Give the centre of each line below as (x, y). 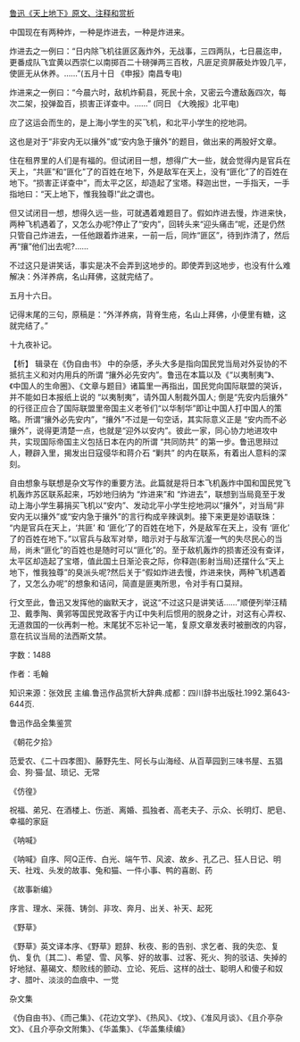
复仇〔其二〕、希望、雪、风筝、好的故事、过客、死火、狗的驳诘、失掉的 (156, 957)
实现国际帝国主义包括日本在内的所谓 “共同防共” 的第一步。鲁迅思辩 (148, 442)
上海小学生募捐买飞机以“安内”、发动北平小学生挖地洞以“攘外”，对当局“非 (150, 505)
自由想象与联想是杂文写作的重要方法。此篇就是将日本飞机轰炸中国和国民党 (146, 483)
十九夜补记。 (33, 345)
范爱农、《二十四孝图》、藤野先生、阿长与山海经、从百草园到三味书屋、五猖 (146, 761)
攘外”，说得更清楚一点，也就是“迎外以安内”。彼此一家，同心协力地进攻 (140, 430)
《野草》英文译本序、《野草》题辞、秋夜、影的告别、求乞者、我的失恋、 (140, 946)
